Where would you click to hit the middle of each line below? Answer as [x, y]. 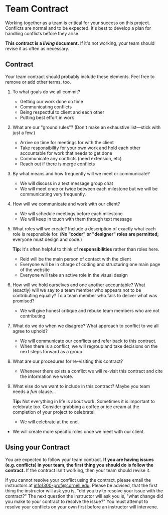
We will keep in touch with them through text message [76, 219]
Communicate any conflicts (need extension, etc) [71, 158]
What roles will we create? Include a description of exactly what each [84, 229]
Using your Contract [38, 447]
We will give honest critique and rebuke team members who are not [90, 310]
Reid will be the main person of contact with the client [75, 259]
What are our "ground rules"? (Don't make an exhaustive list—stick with [87, 127]
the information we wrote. [47, 376]
